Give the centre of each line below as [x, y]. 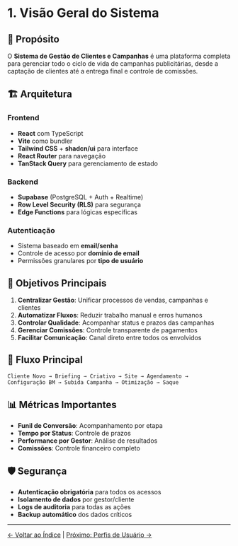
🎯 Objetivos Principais [57, 283]
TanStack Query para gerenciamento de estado [87, 163]
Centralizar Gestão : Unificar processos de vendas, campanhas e [113, 300]
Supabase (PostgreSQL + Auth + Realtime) [80, 197]
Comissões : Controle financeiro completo [79, 448]
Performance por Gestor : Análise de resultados [87, 441]
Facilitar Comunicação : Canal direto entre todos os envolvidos [109, 338]
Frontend [23, 118]
